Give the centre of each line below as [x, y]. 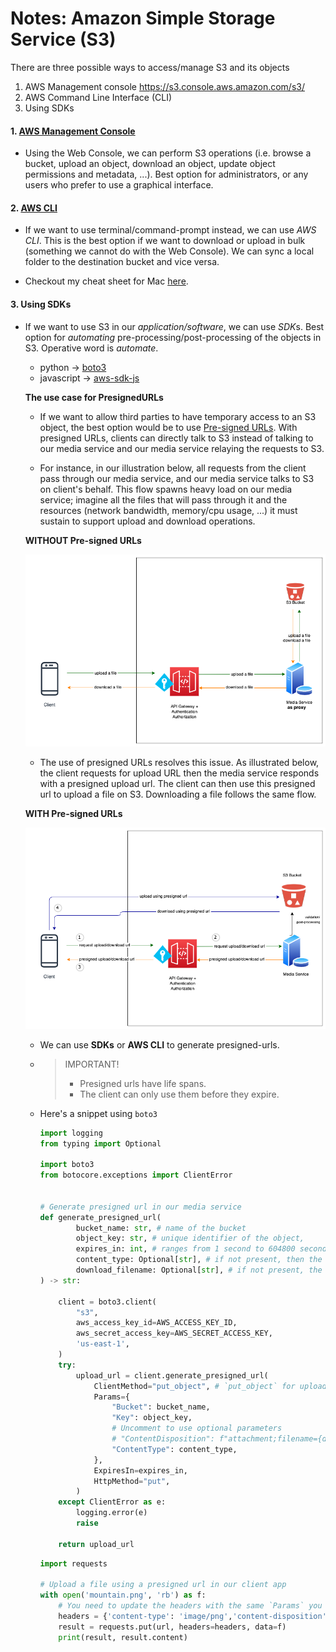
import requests [73, 1563]
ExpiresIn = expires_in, [140, 1470]
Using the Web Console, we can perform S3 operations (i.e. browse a [168, 153]
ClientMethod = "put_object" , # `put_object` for [194, 1386]
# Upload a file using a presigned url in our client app [163, 1585]
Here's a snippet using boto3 [98, 1113]
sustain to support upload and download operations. [147, 521]
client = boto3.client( [107, 1302]
